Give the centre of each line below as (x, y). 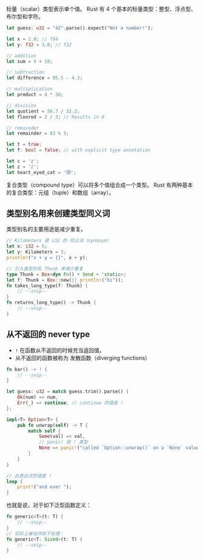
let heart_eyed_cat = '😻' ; (42, 172)
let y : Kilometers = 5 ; (36, 252)
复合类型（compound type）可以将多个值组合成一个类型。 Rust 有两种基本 (100, 185)
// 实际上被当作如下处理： (36, 533)
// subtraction (25, 72)
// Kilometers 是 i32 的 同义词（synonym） (59, 241)
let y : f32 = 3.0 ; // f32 (39, 44)
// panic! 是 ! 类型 (63, 442)
